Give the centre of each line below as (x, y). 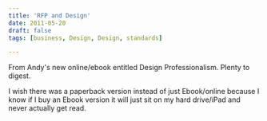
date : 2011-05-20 (37, 23)
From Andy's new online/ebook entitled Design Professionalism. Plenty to (129, 68)
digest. (20, 76)
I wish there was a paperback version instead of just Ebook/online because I (134, 92)
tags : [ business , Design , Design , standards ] (85, 38)
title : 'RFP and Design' (50, 16)
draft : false (30, 30)
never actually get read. (47, 108)
